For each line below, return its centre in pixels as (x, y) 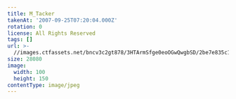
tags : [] (20, 40)
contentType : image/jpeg (44, 85)
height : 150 (31, 78)
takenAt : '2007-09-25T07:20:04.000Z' (63, 20)
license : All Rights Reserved (52, 33)
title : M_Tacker (31, 14)
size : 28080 (25, 59)
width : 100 (29, 72)
